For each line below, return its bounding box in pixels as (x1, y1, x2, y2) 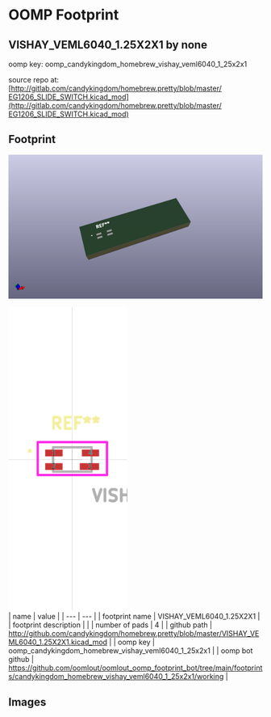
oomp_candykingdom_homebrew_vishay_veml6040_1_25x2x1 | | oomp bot (8, 646, 253, 656)
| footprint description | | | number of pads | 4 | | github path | (8, 620, 212, 630)
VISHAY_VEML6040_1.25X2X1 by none (8, 38, 208, 52)
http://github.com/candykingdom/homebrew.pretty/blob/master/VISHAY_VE (8, 629, 260, 639)
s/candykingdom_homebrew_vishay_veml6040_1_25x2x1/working (8, 672, 224, 681)
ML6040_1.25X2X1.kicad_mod (8, 637, 107, 647)
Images (8, 695, 47, 709)
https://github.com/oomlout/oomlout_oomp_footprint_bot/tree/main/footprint (8, 663, 263, 673)
